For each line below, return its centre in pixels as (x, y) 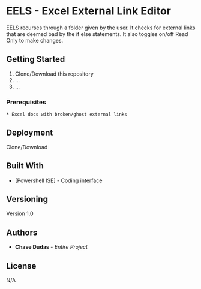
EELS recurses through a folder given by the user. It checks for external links (101, 28)
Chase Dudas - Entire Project (51, 247)
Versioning (27, 199)
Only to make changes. (35, 40)
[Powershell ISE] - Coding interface (58, 180)
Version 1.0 (20, 213)
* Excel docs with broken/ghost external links (67, 115)
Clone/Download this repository (54, 74)
